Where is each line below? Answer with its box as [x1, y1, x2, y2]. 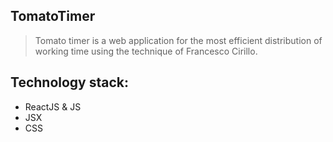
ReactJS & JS [24, 100, 82, 113]
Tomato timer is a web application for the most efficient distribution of [34, 34, 323, 46]
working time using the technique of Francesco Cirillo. [34, 45, 258, 57]
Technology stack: [10, 74, 130, 91]
